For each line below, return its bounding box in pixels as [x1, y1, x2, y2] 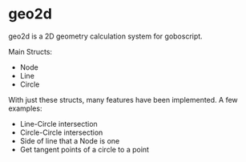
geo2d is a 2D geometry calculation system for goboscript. [8, 31, 203, 41]
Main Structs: [8, 47, 53, 56]
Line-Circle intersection [19, 119, 98, 128]
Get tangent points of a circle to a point [19, 144, 150, 154]
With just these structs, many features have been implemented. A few [8, 95, 238, 104]
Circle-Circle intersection [19, 128, 103, 137]
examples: [8, 103, 42, 113]
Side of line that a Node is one [19, 136, 120, 145]
